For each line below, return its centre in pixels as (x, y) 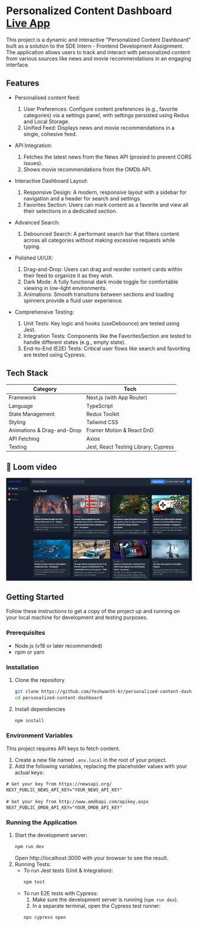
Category (45, 389)
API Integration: (34, 145)
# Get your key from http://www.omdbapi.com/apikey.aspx (77, 802)
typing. (32, 246)
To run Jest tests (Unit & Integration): (68, 871)
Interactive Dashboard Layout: (51, 180)
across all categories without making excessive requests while (99, 240)
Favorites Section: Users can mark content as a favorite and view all (106, 205)
